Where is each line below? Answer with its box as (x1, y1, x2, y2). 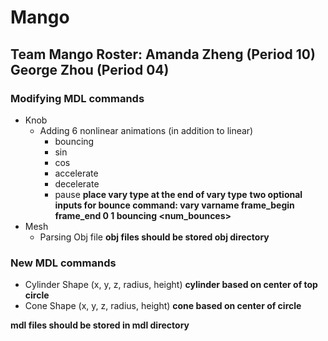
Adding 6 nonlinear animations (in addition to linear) (39, 124, 254, 136)
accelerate (54, 167, 99, 179)
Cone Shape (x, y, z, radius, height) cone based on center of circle (24, 300, 302, 312)
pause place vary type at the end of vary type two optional (54, 188, 303, 200)
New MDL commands (10, 256, 117, 270)
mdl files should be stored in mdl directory (10, 319, 190, 331)
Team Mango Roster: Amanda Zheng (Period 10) (10, 46, 316, 63)
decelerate (54, 177, 100, 190)
